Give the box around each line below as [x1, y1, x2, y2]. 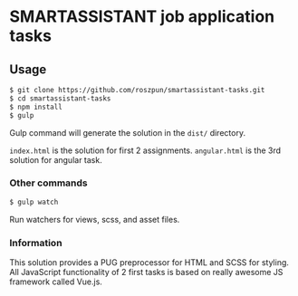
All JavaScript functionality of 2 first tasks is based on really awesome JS [9, 266, 284, 277]
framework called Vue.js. [9, 276, 102, 287]
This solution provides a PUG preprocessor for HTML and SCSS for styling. [9, 256, 290, 268]
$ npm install [9, 102, 63, 111]
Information [9, 236, 62, 249]
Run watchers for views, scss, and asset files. [9, 214, 180, 224]
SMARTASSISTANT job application [9, 6, 275, 27]
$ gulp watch [9, 197, 59, 206]
